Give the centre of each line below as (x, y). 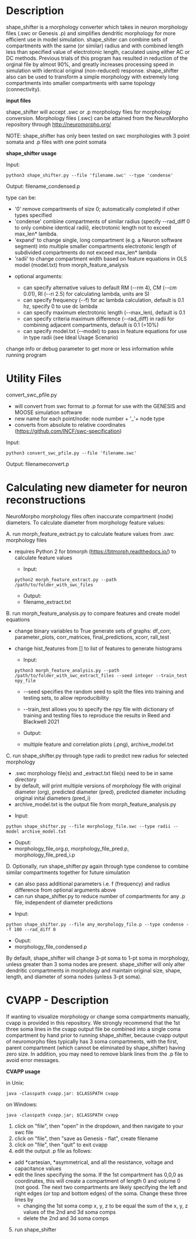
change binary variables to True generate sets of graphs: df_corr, (93, 631)
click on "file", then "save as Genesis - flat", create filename (86, 1138)
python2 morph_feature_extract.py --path (65, 580)
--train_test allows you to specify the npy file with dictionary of (99, 709)
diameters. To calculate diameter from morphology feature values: (85, 522)
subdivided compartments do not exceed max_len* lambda (85, 252)
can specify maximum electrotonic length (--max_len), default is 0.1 (104, 312)
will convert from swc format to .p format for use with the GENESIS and (100, 406)
